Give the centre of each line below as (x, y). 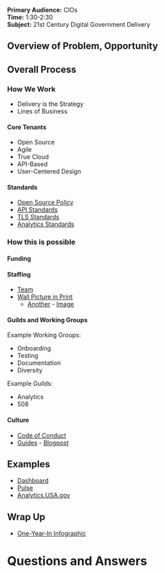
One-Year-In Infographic (52, 533)
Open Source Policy (45, 203)
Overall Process (42, 69)
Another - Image (51, 304)
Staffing (19, 274)
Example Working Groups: (44, 335)
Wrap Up (26, 517)
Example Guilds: (30, 383)
